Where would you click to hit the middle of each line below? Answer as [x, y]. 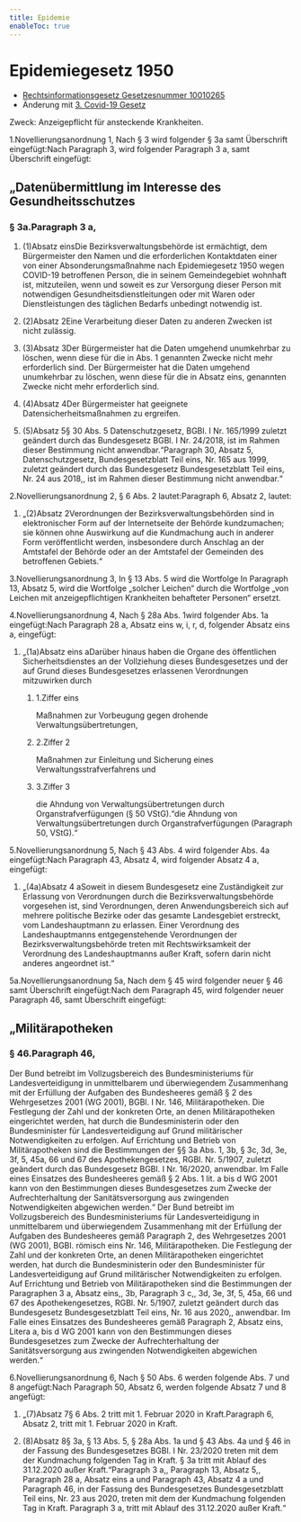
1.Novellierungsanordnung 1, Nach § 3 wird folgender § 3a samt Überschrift [148, 139]
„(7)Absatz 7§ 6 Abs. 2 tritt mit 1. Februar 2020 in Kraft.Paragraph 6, [148, 1414]
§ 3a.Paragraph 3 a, [53, 227]
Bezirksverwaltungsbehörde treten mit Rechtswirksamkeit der [137, 945]
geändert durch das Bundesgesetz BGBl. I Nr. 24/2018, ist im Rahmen [151, 441]
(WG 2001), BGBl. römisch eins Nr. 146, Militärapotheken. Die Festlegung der [150, 1245]
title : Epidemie [40, 18]
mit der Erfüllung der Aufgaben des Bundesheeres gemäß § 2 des [131, 1092]
